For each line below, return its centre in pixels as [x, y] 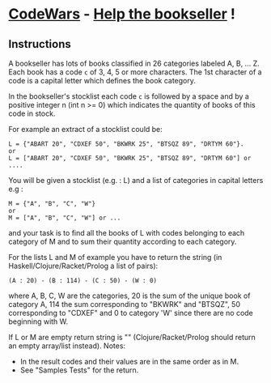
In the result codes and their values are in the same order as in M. [129, 362]
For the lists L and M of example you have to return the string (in [115, 257]
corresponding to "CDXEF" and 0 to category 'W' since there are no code [131, 313]
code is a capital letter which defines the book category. [102, 81]
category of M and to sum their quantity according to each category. [123, 241]
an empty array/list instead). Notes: [67, 346]
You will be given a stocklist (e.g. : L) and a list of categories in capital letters [136, 180]
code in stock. [32, 113]
